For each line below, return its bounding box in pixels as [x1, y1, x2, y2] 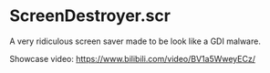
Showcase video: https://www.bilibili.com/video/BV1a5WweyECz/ [9, 53, 255, 64]
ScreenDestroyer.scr [9, 5, 171, 26]
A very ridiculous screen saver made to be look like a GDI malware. [9, 36, 262, 47]
